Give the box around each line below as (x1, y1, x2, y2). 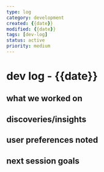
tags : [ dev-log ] (6, 32, 48, 38)
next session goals (6, 156, 80, 166)
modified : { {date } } (6, 26, 56, 32)
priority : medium (6, 43, 51, 49)
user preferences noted (6, 135, 98, 145)
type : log (6, 9, 32, 15)
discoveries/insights (6, 114, 87, 124)
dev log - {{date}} (6, 70, 98, 83)
